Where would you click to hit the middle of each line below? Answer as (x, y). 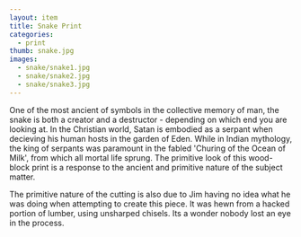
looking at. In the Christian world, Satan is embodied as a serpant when (142, 129)
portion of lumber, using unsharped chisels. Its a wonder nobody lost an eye (150, 213)
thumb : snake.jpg (42, 51)
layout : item (34, 18)
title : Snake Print (46, 26)
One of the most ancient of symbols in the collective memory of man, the (145, 110)
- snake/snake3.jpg (54, 84)
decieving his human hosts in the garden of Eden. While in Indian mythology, (151, 138)
